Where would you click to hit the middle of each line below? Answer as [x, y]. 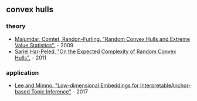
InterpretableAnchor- [165, 85]
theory [16, 26]
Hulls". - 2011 [30, 57]
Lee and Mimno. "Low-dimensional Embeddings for [77, 85]
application [23, 72]
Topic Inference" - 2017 [60, 91]
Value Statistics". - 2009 [44, 45]
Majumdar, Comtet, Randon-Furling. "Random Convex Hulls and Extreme [102, 39]
